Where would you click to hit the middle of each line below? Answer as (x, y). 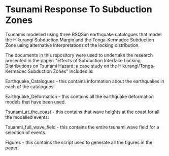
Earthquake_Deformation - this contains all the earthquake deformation (79, 96)
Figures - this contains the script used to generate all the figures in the (79, 142)
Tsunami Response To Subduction (79, 9)
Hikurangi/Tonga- (137, 66)
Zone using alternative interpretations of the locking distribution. (73, 45)
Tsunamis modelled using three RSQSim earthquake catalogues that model (83, 34)
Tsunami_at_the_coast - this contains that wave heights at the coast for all (82, 112)
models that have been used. (36, 102)
